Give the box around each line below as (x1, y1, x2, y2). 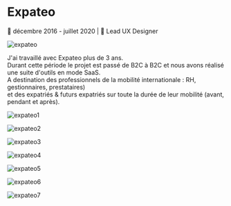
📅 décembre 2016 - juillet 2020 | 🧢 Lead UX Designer (7, 27, 158, 35)
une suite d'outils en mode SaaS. (7, 68, 101, 76)
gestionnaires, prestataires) (7, 83, 86, 91)
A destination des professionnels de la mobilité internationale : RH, (7, 75, 196, 83)
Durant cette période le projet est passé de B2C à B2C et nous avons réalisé (7, 61, 225, 69)
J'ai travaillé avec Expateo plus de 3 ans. (7, 53, 124, 62)
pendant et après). (7, 97, 60, 105)
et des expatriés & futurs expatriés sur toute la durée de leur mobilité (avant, (7, 90, 225, 99)
